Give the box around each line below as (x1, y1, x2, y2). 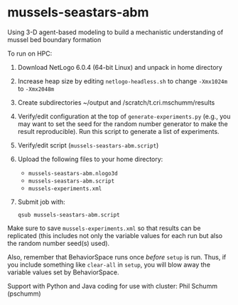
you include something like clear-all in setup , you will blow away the (7, 260, 211, 269)
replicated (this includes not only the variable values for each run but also (7, 231, 222, 239)
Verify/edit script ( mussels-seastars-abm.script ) (17, 140, 159, 150)
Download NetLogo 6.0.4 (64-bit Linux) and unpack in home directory (17, 63, 222, 71)
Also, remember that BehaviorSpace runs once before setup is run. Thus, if (7, 252, 227, 261)
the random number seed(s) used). (7, 239, 110, 247)
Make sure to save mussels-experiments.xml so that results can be (7, 224, 201, 232)
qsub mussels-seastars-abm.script (17, 211, 120, 218)
